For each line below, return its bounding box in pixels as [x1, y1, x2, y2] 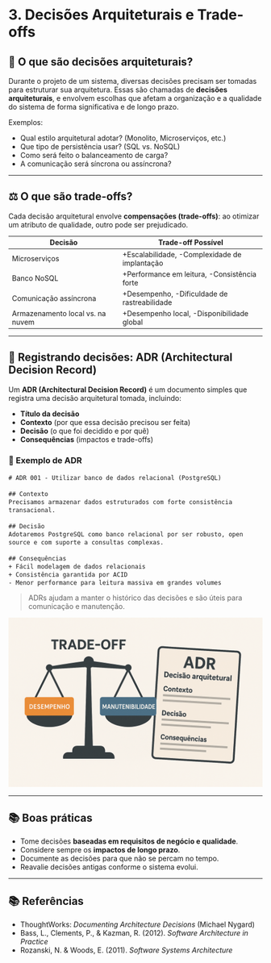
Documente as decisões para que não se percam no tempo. [19, 853, 219, 864]
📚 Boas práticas [8, 811, 93, 824]
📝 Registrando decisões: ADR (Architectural [8, 351, 233, 365]
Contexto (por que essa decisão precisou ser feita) [19, 417, 191, 427]
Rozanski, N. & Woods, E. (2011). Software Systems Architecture [19, 945, 233, 955]
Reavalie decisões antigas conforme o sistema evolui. [19, 862, 199, 872]
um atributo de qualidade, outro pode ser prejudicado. [8, 219, 189, 229]
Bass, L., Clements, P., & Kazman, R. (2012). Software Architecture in [19, 928, 248, 938]
